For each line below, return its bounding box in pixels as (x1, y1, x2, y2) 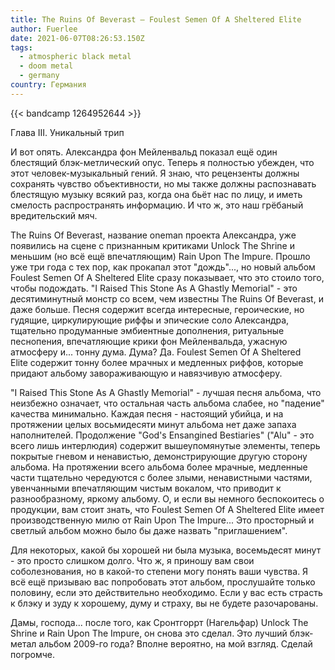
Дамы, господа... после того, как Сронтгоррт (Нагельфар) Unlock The (10, 616, 309, 628)
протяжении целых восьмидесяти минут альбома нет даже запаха (10, 418, 297, 430)
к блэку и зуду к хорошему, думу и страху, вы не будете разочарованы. (10, 597, 319, 609)
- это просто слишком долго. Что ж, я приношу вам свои (10, 554, 255, 566)
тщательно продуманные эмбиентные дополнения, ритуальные (10, 324, 285, 336)
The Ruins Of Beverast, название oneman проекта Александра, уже (10, 229, 297, 241)
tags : (10, 42, 33, 53)
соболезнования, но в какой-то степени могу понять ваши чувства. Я (10, 565, 309, 577)
